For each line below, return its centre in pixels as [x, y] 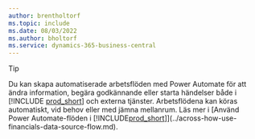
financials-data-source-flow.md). [63, 127]
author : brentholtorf [45, 16]
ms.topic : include [39, 23]
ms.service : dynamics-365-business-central [82, 46]
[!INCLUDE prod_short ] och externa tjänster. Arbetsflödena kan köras [123, 101]
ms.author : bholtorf [43, 38]
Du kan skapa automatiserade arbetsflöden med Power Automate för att [127, 84]
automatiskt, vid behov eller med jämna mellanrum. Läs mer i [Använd [124, 110]
